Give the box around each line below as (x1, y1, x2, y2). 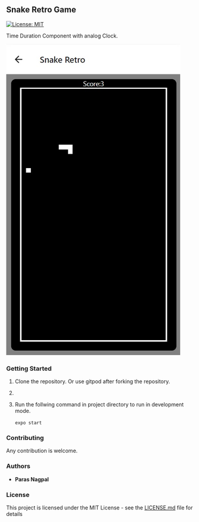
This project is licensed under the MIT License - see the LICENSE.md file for (6, 504, 193, 511)
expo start (14, 420, 42, 426)
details (6, 511, 23, 517)
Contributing (6, 434, 44, 442)
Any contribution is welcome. (6, 447, 78, 455)
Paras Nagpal (14, 476, 49, 483)
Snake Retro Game (6, 5, 76, 15)
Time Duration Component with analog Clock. (6, 32, 118, 39)
